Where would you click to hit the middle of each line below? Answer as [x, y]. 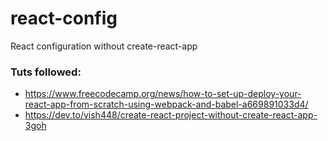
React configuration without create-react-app [104, 46]
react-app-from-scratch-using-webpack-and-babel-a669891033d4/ [166, 104]
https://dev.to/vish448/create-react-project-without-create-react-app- [171, 115]
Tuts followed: [46, 72]
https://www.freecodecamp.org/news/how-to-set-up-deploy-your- [163, 94]
